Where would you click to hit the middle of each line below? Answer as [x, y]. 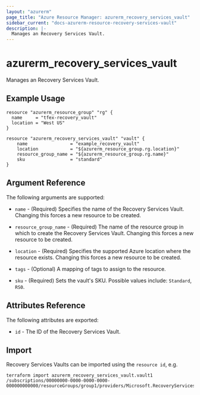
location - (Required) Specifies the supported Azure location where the [103, 251]
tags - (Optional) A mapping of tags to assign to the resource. [90, 269]
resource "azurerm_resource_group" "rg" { [60, 112]
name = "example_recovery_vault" [78, 144]
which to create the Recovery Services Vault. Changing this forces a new [104, 233]
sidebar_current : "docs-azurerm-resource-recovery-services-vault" [92, 23]
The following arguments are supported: [56, 197]
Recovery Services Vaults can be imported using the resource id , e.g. [92, 365]
